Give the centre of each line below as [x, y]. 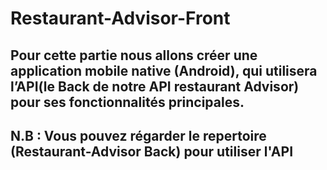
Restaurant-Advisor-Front [120, 18]
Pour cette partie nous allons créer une [134, 55]
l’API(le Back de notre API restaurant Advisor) [155, 86]
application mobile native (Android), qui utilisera [164, 70]
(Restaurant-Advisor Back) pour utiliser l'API [152, 151]
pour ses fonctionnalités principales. [127, 102]
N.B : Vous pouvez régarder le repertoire [138, 135]
